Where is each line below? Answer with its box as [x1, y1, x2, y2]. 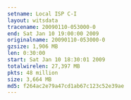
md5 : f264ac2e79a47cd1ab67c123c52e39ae [7, 82, 125, 89]
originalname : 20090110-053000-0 [7, 37, 106, 44]
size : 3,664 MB [7, 75, 52, 83]
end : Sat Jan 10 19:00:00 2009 [7, 30, 99, 37]
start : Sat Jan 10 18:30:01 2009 [7, 56, 106, 63]
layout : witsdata [7, 17, 58, 24]
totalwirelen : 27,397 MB [7, 63, 80, 70]
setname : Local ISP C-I [7, 10, 77, 18]
